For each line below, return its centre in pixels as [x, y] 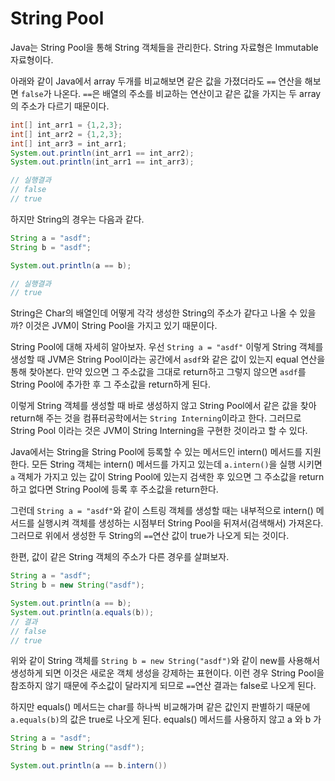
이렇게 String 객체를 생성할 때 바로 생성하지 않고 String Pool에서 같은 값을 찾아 [163, 406]
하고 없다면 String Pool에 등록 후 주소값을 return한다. [114, 489]
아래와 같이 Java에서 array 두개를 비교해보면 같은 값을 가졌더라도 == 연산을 [156, 81]
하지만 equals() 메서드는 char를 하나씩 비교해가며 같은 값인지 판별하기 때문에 [160, 707]
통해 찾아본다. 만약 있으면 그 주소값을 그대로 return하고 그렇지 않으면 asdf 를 [158, 372]
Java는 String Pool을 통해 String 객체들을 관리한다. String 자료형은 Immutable [164, 47]
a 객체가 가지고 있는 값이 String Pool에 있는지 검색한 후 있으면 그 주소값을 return [167, 477]
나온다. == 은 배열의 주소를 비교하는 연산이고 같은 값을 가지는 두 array [187, 93]
